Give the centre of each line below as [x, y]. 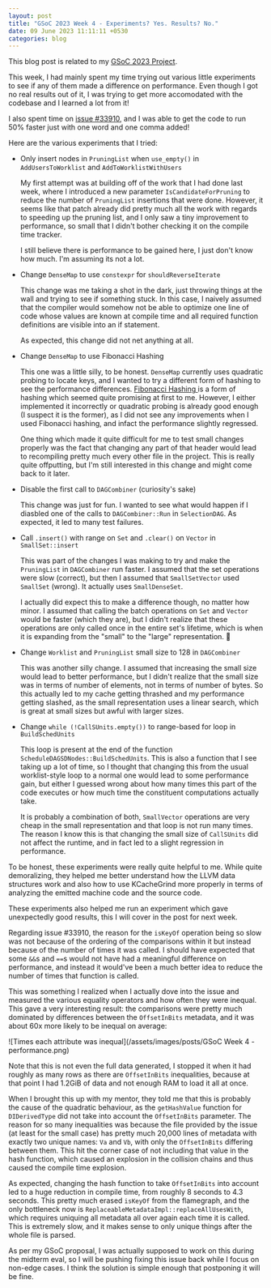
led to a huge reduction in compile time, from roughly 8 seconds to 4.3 [126, 1192]
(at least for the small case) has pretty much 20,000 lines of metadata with [133, 1133]
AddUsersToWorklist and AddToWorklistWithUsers [101, 168]
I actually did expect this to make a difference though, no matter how [135, 602]
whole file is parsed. [42, 1235]
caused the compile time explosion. [68, 1168]
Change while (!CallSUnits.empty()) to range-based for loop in [128, 727]
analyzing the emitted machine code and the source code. [105, 893]
